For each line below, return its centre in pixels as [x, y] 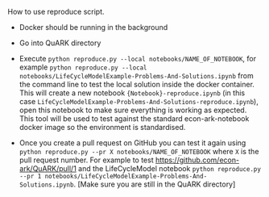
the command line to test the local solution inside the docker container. [137, 84]
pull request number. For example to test [86, 160]
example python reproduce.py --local [83, 67]
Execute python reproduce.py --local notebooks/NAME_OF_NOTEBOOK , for [138, 59]
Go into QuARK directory [60, 43]
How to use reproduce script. [56, 12]
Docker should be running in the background [93, 27]
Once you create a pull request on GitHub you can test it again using [132, 143]
